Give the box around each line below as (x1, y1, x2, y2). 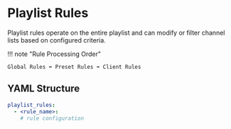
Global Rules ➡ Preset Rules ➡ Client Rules (7, 63, 141, 70)
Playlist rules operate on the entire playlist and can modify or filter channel (7, 28, 225, 37)
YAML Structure (7, 83, 80, 95)
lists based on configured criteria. (7, 35, 107, 44)
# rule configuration (20, 115, 84, 122)
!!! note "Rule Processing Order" (7, 50, 102, 58)
